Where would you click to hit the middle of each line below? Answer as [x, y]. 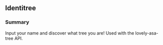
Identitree [21, 8]
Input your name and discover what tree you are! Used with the [70, 33]
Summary [17, 22]
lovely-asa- [147, 33]
